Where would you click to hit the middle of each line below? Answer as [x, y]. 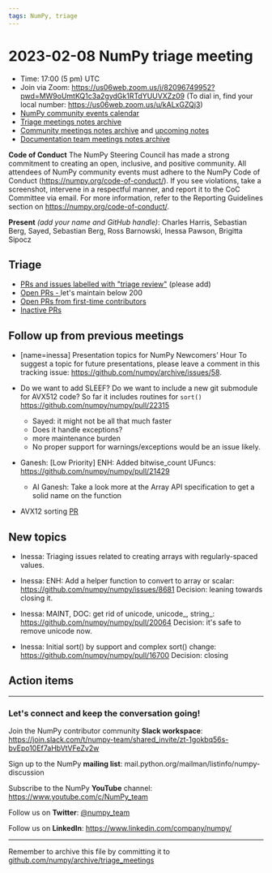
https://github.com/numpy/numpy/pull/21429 [95, 471]
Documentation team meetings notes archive [95, 139]
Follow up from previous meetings [96, 335]
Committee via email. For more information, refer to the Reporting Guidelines [136, 198]
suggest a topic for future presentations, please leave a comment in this [140, 364]
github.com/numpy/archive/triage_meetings [81, 860]
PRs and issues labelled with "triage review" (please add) [116, 284]
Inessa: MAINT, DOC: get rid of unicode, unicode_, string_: [117, 614]
